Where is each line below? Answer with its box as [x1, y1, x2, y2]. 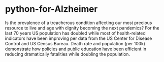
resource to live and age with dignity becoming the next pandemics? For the [5, 25, 160, 31]
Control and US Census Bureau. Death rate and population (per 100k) [5, 40, 145, 46]
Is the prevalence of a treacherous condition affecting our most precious [5, 20, 152, 26]
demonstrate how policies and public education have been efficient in [5, 46, 147, 52]
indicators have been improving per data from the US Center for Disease [5, 35, 152, 41]
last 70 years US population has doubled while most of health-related [5, 30, 146, 36]
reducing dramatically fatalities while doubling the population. [5, 51, 130, 57]
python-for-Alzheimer [5, 3, 98, 15]
